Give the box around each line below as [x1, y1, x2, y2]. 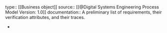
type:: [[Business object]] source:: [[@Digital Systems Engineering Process [5, 4, 160, 10]
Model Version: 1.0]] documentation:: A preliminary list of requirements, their [5, 9, 162, 15]
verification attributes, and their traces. [5, 15, 85, 20]
